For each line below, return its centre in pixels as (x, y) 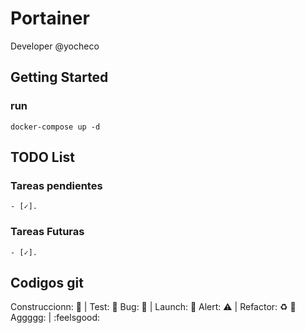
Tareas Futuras (47, 232)
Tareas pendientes (56, 185)
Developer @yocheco (55, 46)
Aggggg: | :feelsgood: (55, 318)
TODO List (42, 157)
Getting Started (59, 77)
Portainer (50, 18)
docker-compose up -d (55, 127)
